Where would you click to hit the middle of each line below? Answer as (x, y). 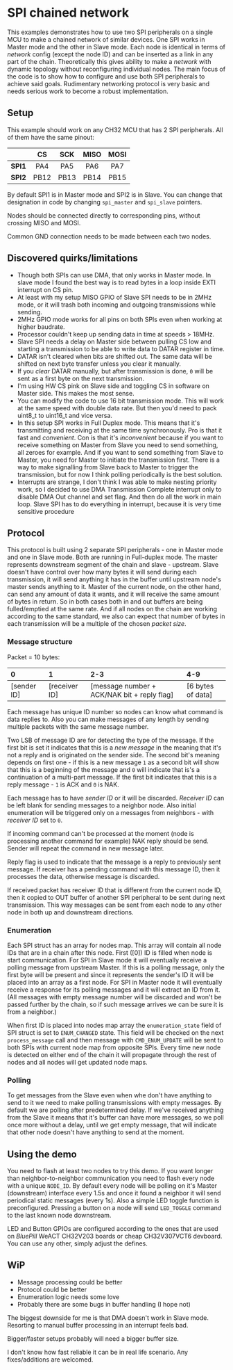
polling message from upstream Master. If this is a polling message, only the (116, 967)
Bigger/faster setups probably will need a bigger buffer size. (93, 1338)
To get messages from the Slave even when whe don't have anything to (110, 1095)
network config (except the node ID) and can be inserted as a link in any (110, 54)
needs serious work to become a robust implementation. (88, 91)
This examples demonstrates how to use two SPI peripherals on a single (110, 32)
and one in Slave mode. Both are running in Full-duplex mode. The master (113, 557)
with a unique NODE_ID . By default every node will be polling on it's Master (112, 1186)
